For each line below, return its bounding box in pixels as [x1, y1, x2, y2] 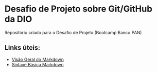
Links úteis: [4, 43, 41, 52]
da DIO [4, 14, 33, 25]
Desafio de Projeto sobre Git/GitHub [4, 3, 153, 14]
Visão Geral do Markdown [11, 57, 64, 62]
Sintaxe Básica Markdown [11, 61, 64, 67]
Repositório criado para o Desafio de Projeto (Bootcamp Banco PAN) [4, 29, 142, 35]
